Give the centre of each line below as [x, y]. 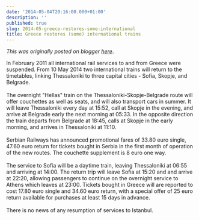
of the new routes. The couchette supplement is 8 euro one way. [86, 153]
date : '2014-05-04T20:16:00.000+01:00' [56, 12]
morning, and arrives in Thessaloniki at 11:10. [61, 127]
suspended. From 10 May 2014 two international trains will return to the [94, 69]
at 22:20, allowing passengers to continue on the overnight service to [92, 178]
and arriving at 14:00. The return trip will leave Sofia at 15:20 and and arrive [99, 172]
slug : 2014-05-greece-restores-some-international [71, 29]
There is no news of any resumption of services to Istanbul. [80, 210]
